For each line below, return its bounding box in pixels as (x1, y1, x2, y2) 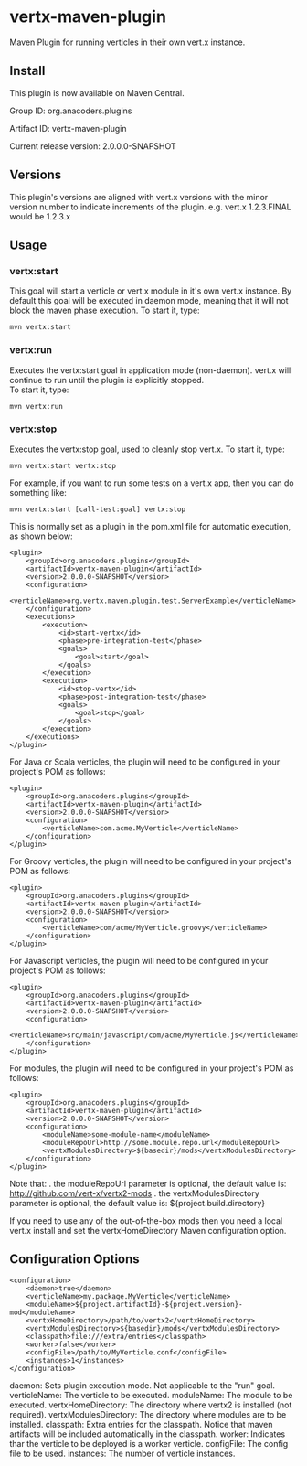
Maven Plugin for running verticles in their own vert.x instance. (9, 37, 246, 48)
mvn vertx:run (9, 401, 64, 411)
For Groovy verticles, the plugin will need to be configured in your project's (9, 855, 292, 866)
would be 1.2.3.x (9, 210, 71, 221)
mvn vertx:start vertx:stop (9, 461, 117, 470)
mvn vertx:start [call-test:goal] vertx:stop (9, 505, 185, 514)
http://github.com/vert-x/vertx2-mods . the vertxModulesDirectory (9, 1187, 260, 1199)
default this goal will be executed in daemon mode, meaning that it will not (9, 295, 290, 306)
